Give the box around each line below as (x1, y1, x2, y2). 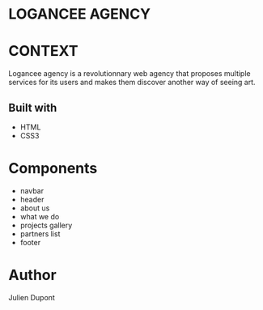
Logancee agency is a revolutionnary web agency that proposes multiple (8, 69, 251, 79)
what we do (19, 211, 60, 221)
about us (19, 203, 50, 213)
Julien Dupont (8, 292, 55, 302)
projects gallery (19, 220, 73, 230)
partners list (19, 228, 61, 239)
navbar (19, 185, 45, 195)
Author (8, 266, 57, 284)
